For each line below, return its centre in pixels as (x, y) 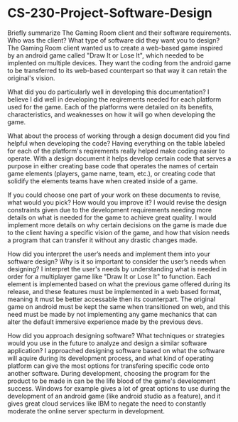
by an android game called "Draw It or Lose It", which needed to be (106, 55)
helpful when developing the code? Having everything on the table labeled (116, 143)
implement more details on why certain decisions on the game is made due (117, 224)
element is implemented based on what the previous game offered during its (119, 284)
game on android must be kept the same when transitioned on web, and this (119, 306)
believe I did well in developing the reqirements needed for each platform (114, 99)
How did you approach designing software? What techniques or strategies (116, 335)
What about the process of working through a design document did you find (119, 136)
